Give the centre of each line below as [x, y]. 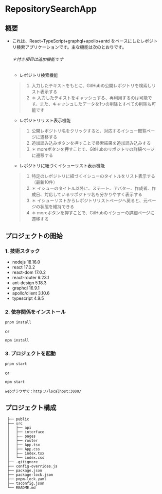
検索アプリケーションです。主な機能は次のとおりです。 [71, 47]
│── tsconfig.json [26, 483]
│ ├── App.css [24, 449]
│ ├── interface [26, 432]
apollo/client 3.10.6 [31, 293]
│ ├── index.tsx [26, 453]
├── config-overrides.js [32, 466]
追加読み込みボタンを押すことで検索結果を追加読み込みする [91, 143]
